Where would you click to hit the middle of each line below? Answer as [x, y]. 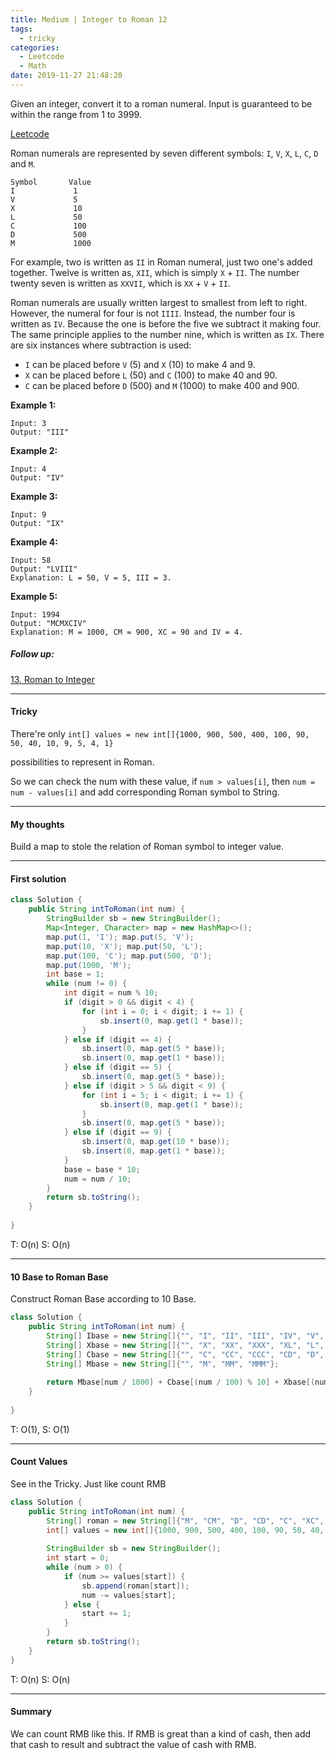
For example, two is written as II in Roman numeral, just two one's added [161, 262]
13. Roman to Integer [52, 679]
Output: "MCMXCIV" [48, 623]
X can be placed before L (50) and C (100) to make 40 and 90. [151, 375]
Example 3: [34, 496]
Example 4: [34, 542]
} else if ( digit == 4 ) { [117, 1039]
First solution [38, 878]
